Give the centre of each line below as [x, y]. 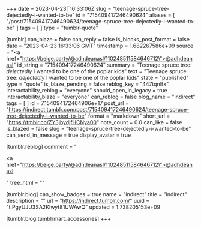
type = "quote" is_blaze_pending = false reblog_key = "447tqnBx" [88, 84]
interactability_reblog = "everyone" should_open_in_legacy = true [87, 90]
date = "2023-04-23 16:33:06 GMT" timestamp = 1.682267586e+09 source [100, 46]
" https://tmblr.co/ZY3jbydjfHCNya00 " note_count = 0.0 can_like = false [94, 122]
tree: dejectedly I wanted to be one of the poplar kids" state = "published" [97, 78]
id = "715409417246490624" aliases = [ [125, 15]
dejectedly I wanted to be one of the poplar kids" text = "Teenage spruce [97, 71]
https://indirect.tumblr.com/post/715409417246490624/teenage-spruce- [99, 109]
